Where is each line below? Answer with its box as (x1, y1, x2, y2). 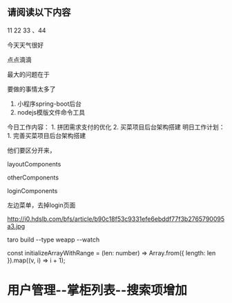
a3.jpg (7, 222, 26, 230)
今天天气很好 (7, 41, 43, 49)
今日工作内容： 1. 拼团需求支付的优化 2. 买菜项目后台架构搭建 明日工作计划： (7, 123, 225, 131)
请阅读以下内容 (7, 6, 71, 19)
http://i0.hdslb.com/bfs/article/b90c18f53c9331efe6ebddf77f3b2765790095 (7, 215, 225, 223)
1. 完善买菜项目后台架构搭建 (7, 131, 86, 139)
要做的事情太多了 (7, 85, 56, 93)
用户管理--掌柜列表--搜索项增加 (7, 282, 188, 298)
